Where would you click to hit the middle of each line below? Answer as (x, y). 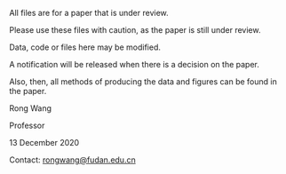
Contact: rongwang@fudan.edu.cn (72, 160)
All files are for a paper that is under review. (89, 13)
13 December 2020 (44, 142)
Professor (27, 125)
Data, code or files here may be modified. (85, 47)
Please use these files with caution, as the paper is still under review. (135, 30)
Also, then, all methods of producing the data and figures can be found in (143, 82)
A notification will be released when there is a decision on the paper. (135, 64)
